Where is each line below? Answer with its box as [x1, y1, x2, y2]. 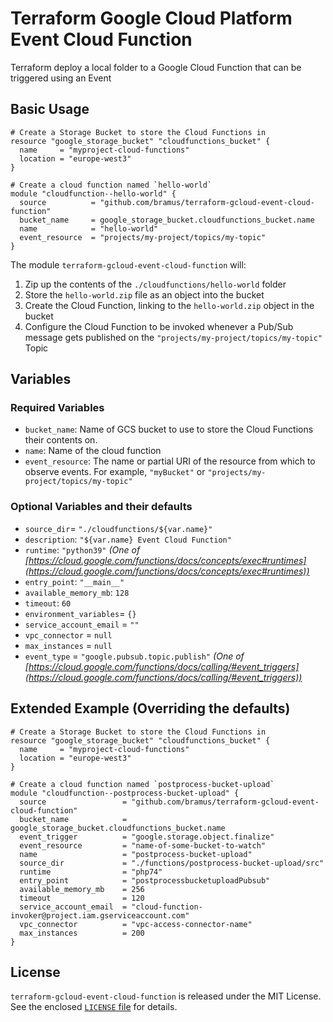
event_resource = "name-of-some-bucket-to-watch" [19, 840, 267, 851]
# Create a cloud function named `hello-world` [10, 180, 213, 190]
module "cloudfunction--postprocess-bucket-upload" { [10, 788, 240, 798]
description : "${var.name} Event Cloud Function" [24, 533, 232, 545]
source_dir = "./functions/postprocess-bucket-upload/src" [19, 858, 325, 868]
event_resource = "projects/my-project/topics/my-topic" [19, 232, 267, 242]
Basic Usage [10, 101, 90, 118]
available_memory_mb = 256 [19, 884, 145, 894]
